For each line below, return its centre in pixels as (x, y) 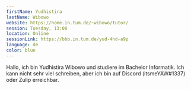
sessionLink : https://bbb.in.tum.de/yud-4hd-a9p (67, 39)
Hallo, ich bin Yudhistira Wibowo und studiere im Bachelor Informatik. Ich (95, 67)
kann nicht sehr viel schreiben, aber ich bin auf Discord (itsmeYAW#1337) (96, 73)
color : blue (21, 50)
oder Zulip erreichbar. (33, 80)
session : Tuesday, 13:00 (37, 28)
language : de (22, 45)
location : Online (28, 34)
